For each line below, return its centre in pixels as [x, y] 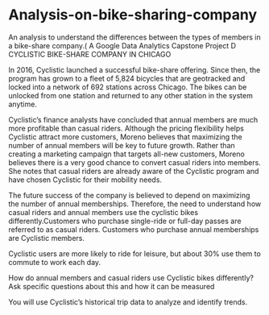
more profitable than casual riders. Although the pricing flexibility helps [126, 128]
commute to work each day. [55, 262]
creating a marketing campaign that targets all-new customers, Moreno [127, 154]
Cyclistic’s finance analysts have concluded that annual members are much [133, 119]
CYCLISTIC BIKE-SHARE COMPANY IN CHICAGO [90, 54]
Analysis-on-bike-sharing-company [133, 15]
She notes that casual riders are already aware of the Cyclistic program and [134, 171]
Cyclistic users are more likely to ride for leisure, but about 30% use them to [135, 253]
